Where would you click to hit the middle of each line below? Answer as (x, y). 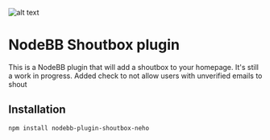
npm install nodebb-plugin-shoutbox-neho (79, 128)
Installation (37, 110)
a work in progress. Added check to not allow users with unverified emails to (135, 76)
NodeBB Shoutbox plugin (94, 45)
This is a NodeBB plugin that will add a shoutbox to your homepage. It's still (134, 67)
